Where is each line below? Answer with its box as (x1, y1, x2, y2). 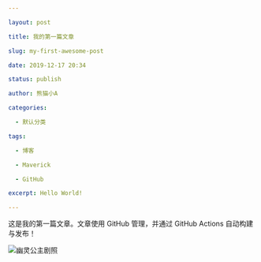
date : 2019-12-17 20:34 (8, 61, 87, 69)
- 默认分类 (15, 118, 47, 126)
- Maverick (15, 161, 51, 169)
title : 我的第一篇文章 (8, 32, 75, 40)
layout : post (8, 18, 51, 26)
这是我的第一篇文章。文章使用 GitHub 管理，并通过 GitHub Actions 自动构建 (8, 219, 254, 229)
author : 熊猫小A (8, 90, 58, 98)
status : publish (8, 76, 62, 84)
